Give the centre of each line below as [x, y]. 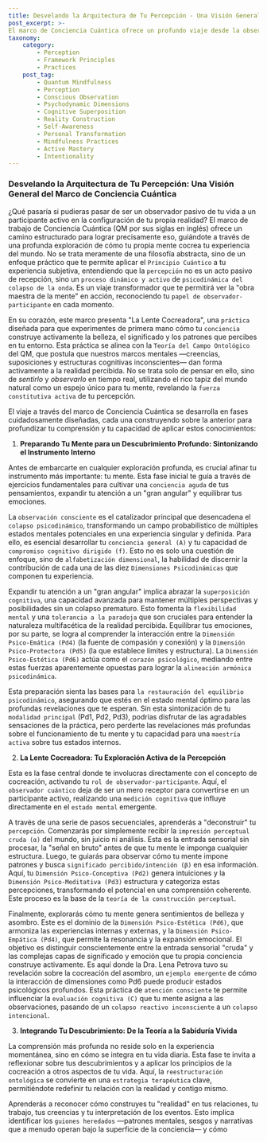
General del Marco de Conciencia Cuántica [93, 194]
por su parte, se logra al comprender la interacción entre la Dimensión [122, 633]
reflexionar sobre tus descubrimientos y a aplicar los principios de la [120, 1062]
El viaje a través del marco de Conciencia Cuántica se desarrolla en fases [128, 411]
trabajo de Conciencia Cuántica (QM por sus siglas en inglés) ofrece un [125, 228]
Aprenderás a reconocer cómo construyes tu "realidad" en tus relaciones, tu [133, 1104]
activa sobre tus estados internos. [65, 742]
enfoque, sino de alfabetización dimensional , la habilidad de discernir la [128, 559]
